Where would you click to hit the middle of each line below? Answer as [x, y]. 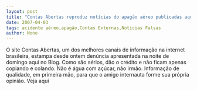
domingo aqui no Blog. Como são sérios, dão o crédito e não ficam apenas [96, 63]
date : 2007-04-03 [27, 22]
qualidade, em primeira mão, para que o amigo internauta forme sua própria [98, 75]
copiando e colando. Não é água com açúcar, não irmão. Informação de [93, 68]
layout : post [22, 11]
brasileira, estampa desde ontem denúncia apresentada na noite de [88, 56]
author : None [22, 33]
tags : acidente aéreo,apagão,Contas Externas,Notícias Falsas [84, 28]
